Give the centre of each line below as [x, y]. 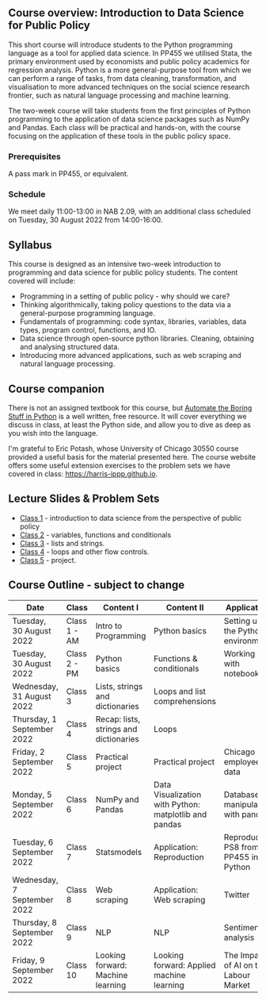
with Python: [177, 804]
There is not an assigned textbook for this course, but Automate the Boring [130, 408]
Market [237, 985]
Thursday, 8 [35, 922]
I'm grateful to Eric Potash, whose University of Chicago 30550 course [123, 449]
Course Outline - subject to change [97, 585]
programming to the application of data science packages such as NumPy [129, 119]
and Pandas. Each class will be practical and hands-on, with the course [125, 127]
